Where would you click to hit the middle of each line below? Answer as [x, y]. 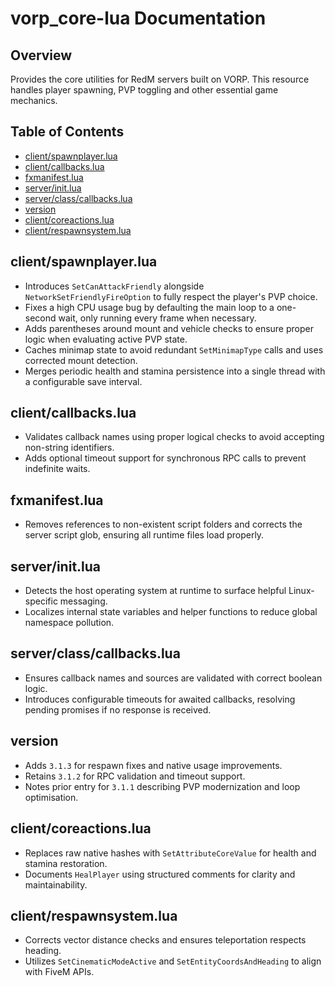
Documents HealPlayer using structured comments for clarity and [160, 874]
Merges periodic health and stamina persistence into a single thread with [175, 371]
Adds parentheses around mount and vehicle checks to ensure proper [169, 328]
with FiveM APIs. [59, 972]
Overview [41, 55]
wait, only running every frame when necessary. [157, 318]
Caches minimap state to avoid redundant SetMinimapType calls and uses [174, 349]
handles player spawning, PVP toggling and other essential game [144, 90]
